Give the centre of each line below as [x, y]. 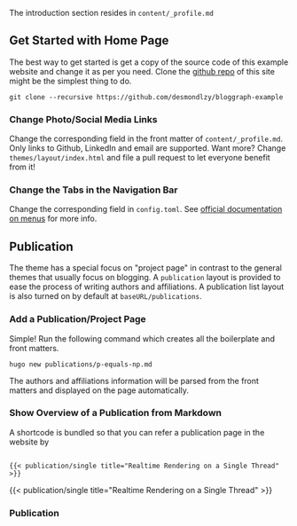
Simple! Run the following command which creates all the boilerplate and [142, 338]
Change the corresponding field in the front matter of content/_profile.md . [146, 139]
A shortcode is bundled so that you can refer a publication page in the [137, 432]
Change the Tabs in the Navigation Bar [94, 190]
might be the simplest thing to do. [70, 81]
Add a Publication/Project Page [78, 319]
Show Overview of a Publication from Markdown [115, 413]
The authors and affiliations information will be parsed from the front [134, 381]
